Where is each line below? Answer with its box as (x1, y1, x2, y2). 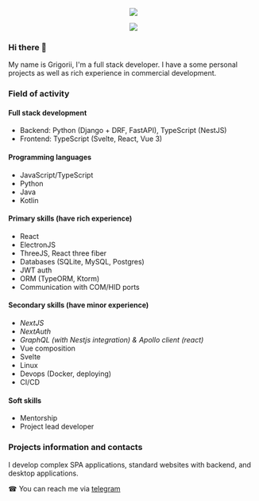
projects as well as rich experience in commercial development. (8, 68, 217, 78)
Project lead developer (19, 422, 95, 432)
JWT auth (19, 265, 52, 275)
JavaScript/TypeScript (19, 170, 94, 179)
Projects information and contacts (8, 442, 143, 453)
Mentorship (19, 413, 58, 423)
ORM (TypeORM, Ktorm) (19, 273, 100, 283)
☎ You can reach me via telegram (8, 483, 121, 493)
